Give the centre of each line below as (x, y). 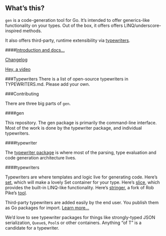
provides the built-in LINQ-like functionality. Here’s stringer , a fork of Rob (80, 187)
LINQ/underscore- (142, 25)
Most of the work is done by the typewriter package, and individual (74, 128)
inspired (13, 31)
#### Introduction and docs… (35, 50)
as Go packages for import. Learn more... (47, 208)
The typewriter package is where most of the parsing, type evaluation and (81, 152)
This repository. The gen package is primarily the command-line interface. (81, 122)
